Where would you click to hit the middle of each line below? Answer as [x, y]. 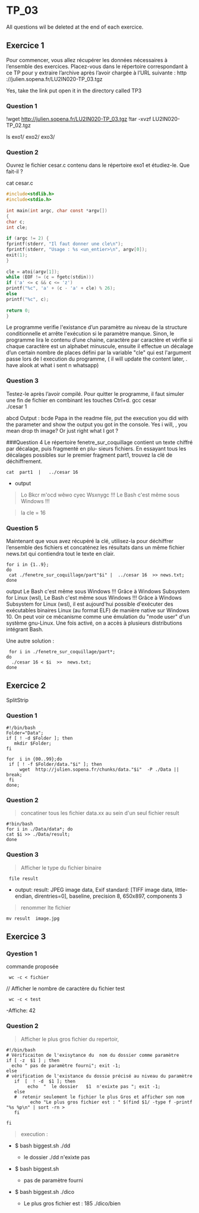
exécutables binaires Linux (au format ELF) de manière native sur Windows [98, 610]
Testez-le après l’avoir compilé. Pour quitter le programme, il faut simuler [95, 393]
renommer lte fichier [46, 907]
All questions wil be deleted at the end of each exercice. [75, 27]
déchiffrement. [24, 461]
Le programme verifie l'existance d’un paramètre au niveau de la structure [97, 327]
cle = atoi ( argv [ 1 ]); [33, 272]
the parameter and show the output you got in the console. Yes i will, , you [97, 424]
